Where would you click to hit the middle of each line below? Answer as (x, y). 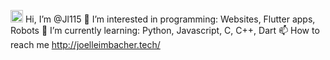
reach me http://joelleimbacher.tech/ (85, 44)
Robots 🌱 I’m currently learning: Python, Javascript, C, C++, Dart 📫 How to (165, 30)
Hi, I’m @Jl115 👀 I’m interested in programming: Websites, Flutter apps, (170, 19)
